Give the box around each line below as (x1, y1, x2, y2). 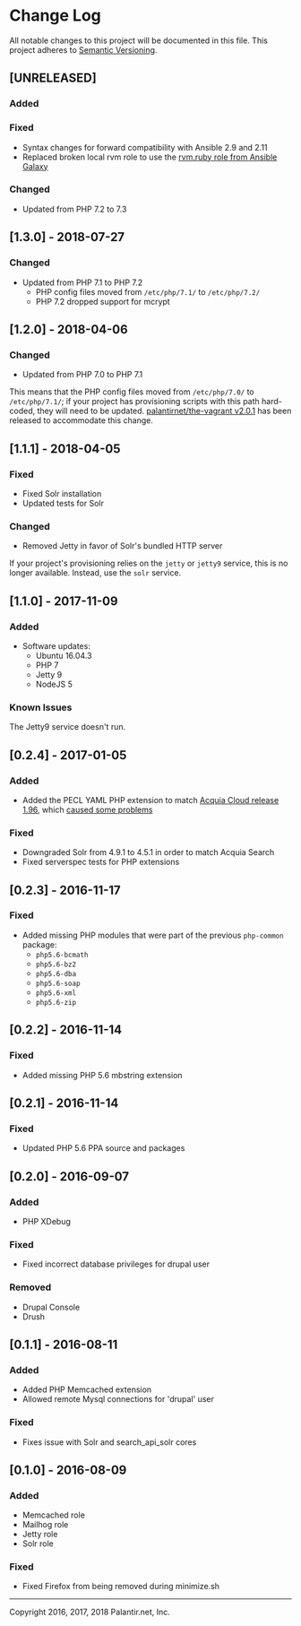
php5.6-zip (35, 998, 77, 1007)
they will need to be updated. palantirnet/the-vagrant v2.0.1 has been (37, 405, 292, 417)
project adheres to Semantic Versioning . (9, 44, 158, 55)
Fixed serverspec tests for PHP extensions (21, 857, 180, 868)
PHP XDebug (21, 1215, 72, 1226)
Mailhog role (21, 1519, 69, 1530)
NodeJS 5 (35, 679, 73, 689)
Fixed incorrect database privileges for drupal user (21, 1258, 211, 1269)
